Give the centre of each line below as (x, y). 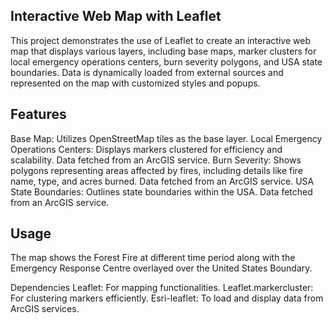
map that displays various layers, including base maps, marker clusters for (163, 51)
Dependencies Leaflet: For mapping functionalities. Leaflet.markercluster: (162, 288)
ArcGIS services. (45, 309)
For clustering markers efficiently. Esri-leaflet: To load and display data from (167, 298)
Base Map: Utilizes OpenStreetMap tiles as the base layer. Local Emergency (166, 138)
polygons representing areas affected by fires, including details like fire (156, 170)
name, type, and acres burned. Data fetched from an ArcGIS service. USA (162, 181)
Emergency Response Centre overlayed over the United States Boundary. (161, 268)
